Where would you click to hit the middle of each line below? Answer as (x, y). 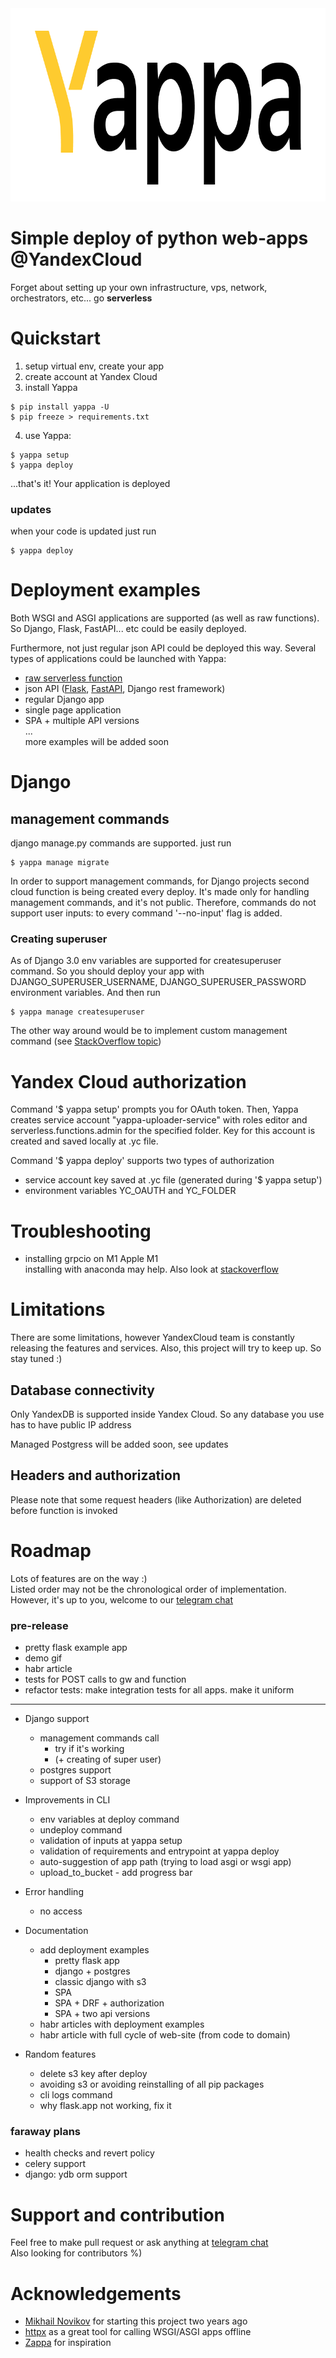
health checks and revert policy (89, 2153)
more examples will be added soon (97, 742)
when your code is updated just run (83, 531)
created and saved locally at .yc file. (84, 1141)
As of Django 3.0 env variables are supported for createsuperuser (146, 961)
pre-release (39, 1625)
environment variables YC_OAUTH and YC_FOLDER (130, 1191)
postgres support (75, 1770)
